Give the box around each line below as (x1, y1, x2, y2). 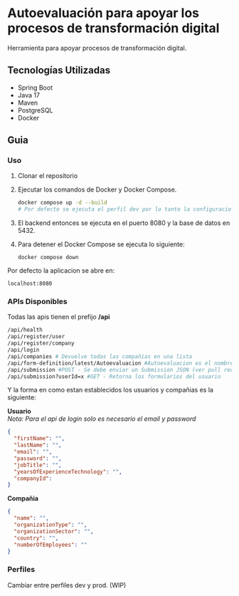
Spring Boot (17, 83, 53, 92)
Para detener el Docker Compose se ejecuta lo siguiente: (17, 240, 185, 249)
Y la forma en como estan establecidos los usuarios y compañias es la (7, 386, 213, 394)
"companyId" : (14, 475, 53, 482)
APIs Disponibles (7, 297, 68, 307)
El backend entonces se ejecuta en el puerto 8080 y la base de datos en (17, 219, 230, 227)
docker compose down (17, 254, 79, 261)
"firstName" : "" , (14, 435, 65, 442)
